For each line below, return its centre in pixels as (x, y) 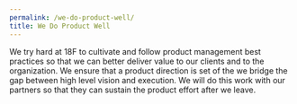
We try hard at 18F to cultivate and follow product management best (135, 51)
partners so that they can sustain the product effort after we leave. (133, 90)
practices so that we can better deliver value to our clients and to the (137, 61)
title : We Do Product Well (60, 26)
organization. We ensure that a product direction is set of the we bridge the (148, 70)
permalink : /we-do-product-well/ (72, 17)
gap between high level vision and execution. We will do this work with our (148, 80)
